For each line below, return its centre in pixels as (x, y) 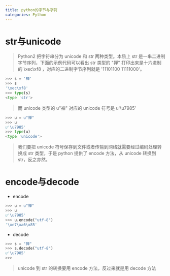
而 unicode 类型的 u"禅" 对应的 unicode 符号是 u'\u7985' (77, 108)
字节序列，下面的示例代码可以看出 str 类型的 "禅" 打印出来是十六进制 (89, 63)
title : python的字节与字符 (31, 10)
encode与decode (42, 182)
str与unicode (33, 41)
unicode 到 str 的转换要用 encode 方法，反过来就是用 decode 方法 (87, 268)
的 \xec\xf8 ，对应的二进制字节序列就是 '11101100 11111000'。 (81, 69)
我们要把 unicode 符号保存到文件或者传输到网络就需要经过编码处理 (87, 147)
